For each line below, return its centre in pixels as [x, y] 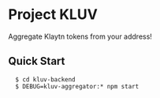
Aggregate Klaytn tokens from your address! [80, 36]
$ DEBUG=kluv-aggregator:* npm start [77, 86]
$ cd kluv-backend [46, 79]
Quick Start [37, 61]
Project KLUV [53, 15]
